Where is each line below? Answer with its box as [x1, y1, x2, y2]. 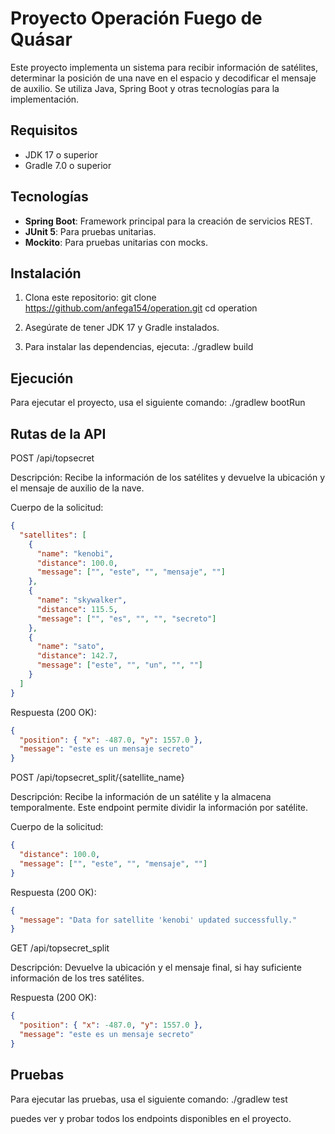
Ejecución [10, 370, 74, 387]
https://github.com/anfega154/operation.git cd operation [24, 302, 258, 314]
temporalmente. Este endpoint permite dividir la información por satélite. [10, 802, 309, 814]
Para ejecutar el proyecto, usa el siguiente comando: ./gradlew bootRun [10, 397, 306, 409]
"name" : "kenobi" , [36, 548, 114, 559]
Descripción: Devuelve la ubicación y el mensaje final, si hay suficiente [10, 962, 302, 974]
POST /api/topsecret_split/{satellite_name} [10, 772, 185, 784]
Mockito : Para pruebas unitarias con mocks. [24, 236, 208, 248]
